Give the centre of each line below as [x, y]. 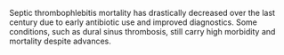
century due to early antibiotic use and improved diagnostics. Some [134, 22]
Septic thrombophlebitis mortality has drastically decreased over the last [142, 13]
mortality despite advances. [60, 41]
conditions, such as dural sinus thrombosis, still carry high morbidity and [142, 31]
